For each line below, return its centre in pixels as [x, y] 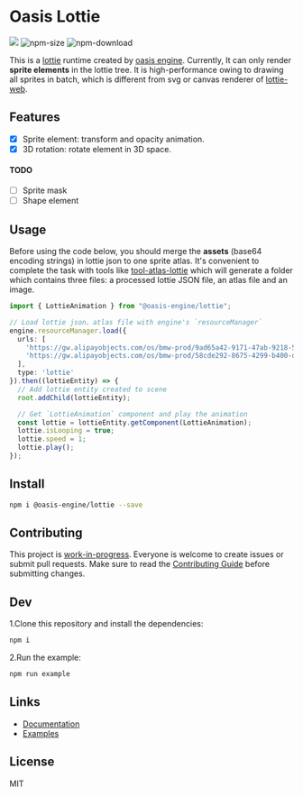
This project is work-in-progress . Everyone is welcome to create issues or [147, 554]
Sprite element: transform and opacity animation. [113, 139]
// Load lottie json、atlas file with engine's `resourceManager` [136, 322]
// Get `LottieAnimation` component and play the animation [133, 414]
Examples [41, 733]
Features [35, 118]
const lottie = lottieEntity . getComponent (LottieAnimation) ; [135, 422]
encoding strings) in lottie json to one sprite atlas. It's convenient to [134, 261]
